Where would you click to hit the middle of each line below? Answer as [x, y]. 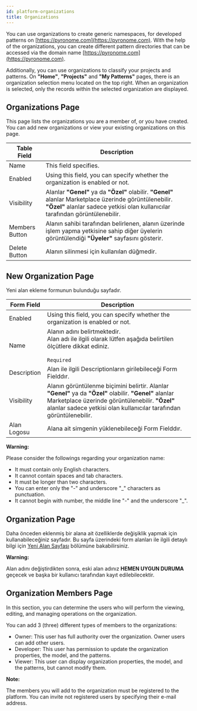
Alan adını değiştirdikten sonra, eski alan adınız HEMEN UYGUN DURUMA [95, 568]
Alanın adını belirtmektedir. [84, 331]
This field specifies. [73, 166]
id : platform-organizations [40, 11]
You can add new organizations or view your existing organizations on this [96, 128]
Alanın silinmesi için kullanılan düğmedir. [101, 251]
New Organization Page [50, 276]
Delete [18, 248]
